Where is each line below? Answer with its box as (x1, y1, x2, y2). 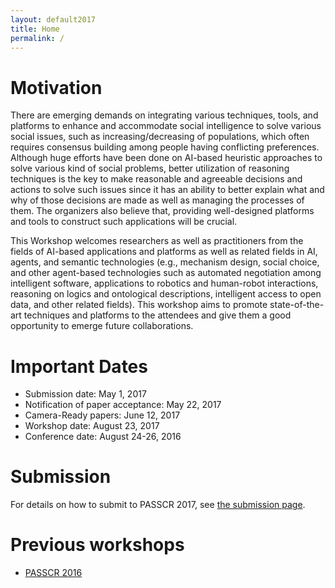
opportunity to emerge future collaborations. (10, 320, 194, 332)
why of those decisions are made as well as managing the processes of (10, 194, 305, 206)
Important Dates (10, 355, 148, 378)
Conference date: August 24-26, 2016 (24, 431, 182, 443)
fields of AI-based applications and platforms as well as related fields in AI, (10, 246, 318, 258)
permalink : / (10, 33, 65, 43)
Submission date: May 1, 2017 (24, 388, 147, 400)
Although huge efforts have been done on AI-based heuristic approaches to (10, 152, 323, 164)
